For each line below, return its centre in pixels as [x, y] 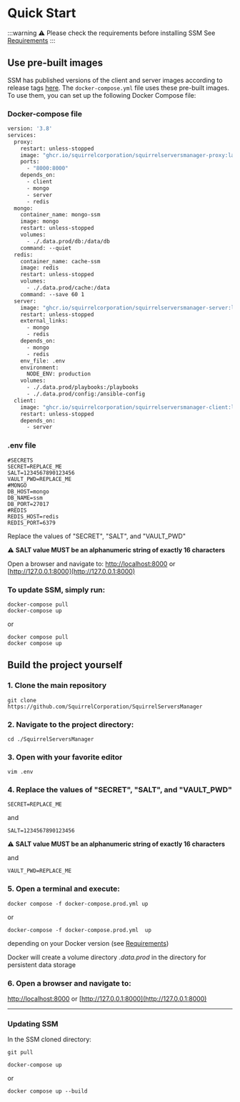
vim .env [20, 772]
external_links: [45, 321]
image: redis [40, 268]
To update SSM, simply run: [56, 590]
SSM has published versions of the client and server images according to [115, 80]
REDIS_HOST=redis [33, 516]
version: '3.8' [30, 129]
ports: [30, 162]
